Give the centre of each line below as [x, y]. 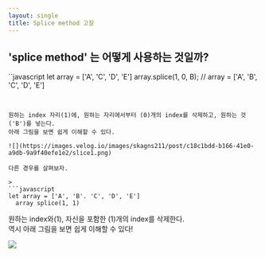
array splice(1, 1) [48, 204]
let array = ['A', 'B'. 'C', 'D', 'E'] [74, 197]
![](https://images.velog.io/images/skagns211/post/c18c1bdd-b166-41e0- [131, 146]
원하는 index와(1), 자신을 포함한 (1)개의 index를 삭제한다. [96, 219]
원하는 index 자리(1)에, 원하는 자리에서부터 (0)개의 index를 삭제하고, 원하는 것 [127, 115]
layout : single [33, 16]
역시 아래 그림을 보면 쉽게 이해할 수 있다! [71, 229]
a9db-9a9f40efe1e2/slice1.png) [60, 153]
